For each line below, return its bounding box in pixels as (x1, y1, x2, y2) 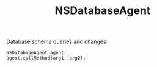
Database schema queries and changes (6, 38, 106, 46)
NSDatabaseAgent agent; (6, 50, 67, 56)
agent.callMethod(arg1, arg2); (6, 55, 86, 62)
